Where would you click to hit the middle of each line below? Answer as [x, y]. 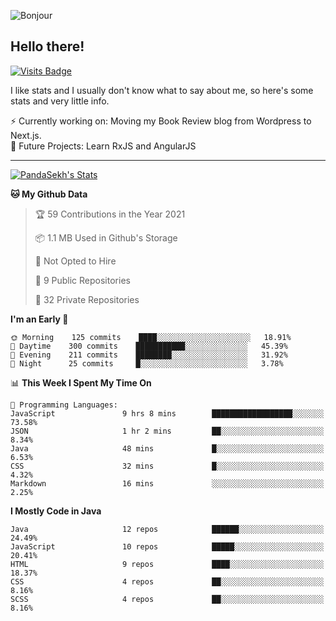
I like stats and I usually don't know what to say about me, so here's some [162, 90]
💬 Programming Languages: [64, 405]
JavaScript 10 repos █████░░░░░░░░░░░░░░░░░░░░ [167, 546]
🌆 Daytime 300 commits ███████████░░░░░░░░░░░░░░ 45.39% [149, 346]
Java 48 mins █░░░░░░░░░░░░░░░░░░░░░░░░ [167, 448]
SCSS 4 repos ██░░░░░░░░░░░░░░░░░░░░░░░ [167, 599]
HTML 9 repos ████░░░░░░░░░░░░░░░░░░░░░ [167, 564]
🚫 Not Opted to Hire [75, 261]
